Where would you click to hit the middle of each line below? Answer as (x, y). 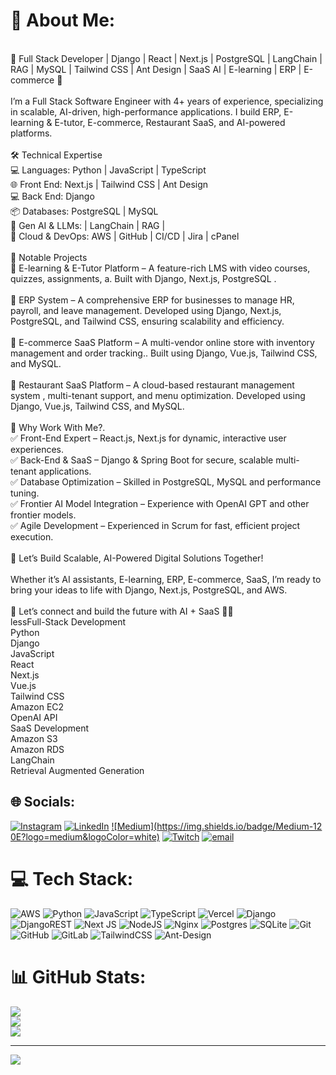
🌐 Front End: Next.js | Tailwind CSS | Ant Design (109, 184)
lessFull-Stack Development (68, 621)
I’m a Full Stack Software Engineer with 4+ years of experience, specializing (167, 101)
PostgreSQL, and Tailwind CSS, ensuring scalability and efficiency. (147, 321)
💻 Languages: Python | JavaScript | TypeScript (108, 170)
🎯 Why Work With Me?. (58, 427)
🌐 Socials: (43, 802)
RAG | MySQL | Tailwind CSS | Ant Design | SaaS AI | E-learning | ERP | (156, 69)
